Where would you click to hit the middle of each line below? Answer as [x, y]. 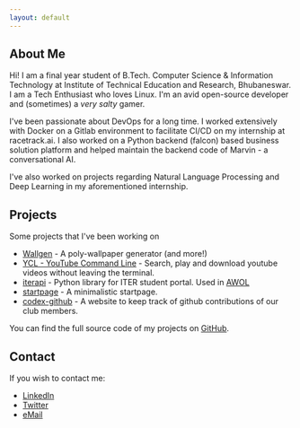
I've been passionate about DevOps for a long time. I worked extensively [144, 121]
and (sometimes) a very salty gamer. [77, 104]
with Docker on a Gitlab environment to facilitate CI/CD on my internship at [147, 131]
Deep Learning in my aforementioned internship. [99, 187]
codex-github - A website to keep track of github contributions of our [150, 301]
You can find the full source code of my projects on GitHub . [119, 328]
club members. [50, 311]
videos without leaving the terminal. [88, 273]
